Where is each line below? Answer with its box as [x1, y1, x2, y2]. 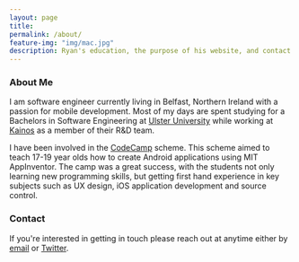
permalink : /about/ [9, 30, 83, 39]
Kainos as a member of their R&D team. [9, 125, 155, 135]
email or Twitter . [9, 242, 69, 253]
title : [9, 22, 34, 31]
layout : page [9, 13, 58, 22]
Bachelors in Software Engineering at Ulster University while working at [9, 116, 274, 127]
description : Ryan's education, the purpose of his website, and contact [9, 47, 292, 56]
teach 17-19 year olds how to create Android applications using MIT [9, 152, 259, 162]
